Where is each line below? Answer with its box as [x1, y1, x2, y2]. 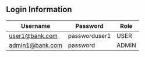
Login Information [6, 5, 72, 15]
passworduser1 [68, 31, 111, 40]
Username [20, 22, 51, 30]
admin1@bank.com [9, 41, 63, 49]
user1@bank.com [9, 31, 58, 40]
